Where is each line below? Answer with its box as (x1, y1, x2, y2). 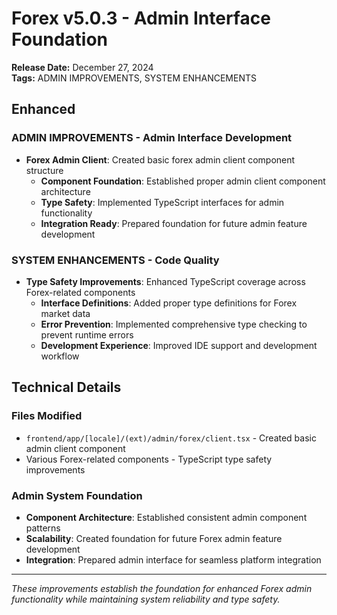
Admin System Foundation (11, 488, 143, 502)
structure (25, 164, 64, 176)
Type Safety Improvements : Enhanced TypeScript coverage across (25, 275, 306, 287)
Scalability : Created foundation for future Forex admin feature (25, 532, 283, 544)
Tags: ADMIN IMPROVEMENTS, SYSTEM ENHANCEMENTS (11, 72, 257, 84)
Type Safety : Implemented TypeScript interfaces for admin (40, 196, 285, 208)
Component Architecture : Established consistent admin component (25, 511, 308, 523)
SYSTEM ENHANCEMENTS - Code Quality (11, 253, 220, 267)
